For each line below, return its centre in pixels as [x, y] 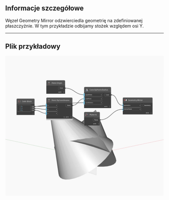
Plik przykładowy [33, 47]
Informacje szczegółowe [45, 8]
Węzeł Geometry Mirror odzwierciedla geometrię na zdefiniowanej [74, 20]
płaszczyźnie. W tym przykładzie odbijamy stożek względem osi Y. [75, 26]
